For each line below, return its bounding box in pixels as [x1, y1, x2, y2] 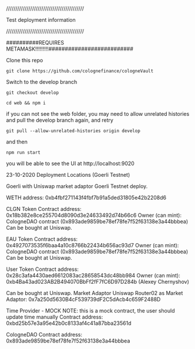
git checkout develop [6, 90, 59, 96]
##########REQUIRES [6, 39, 65, 46]
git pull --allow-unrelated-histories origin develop [6, 128, 141, 134]
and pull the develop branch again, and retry [6, 117, 113, 123]
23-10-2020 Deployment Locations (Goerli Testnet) [6, 172, 130, 178]
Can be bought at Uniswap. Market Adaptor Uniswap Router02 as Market [6, 290, 183, 296]
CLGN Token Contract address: [6, 206, 82, 212]
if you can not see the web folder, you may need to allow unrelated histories [6, 110, 190, 117]
